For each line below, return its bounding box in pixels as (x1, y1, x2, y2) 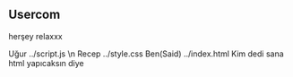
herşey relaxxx (8, 30, 64, 41)
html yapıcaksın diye (8, 57, 84, 68)
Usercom (8, 7, 61, 22)
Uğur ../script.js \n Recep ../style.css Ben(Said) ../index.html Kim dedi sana (8, 48, 284, 59)
